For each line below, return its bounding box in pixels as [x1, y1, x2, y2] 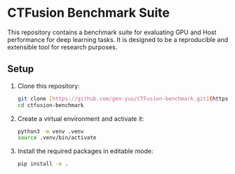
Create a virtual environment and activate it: [17, 114, 145, 123]
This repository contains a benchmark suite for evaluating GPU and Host [7, 28, 217, 36]
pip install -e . [17, 161, 69, 168]
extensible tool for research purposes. [7, 43, 118, 51]
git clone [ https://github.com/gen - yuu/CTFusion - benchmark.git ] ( [17, 95, 213, 102]
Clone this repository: [17, 82, 80, 90]
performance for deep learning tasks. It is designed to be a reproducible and [7, 35, 229, 43]
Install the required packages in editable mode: [17, 147, 154, 155]
